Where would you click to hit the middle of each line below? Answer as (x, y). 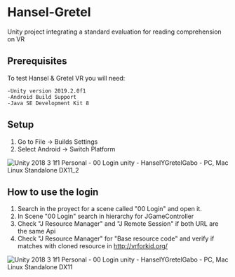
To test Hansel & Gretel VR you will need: (66, 78)
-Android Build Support (42, 97)
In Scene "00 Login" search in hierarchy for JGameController (106, 216)
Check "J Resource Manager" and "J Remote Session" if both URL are (118, 224)
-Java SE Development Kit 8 (48, 103)
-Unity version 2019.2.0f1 (47, 91)
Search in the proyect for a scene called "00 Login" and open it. (109, 209)
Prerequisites (37, 61)
